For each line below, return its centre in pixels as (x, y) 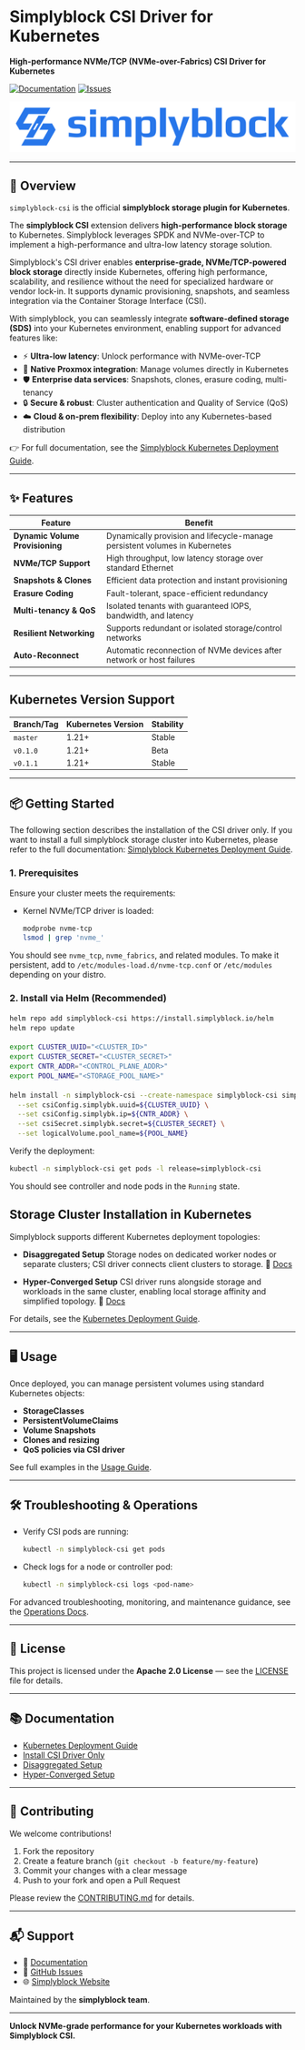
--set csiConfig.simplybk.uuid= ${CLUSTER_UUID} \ (113, 1105)
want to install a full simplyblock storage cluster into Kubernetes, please (144, 840)
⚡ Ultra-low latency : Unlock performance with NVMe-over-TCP (142, 356)
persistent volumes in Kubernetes (168, 545)
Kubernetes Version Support (92, 700)
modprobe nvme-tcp (57, 929)
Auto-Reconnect (46, 655)
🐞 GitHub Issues (53, 1972)
